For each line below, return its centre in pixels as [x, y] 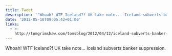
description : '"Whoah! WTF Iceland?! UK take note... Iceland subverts [83, 15]
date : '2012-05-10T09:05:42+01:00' [43, 19]
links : [12, 24]
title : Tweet [19, 10]
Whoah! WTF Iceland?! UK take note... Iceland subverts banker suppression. [86, 48]
